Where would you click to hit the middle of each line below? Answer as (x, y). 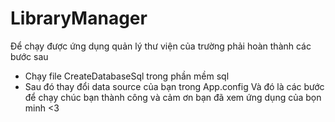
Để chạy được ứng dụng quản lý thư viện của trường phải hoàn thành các (161, 46)
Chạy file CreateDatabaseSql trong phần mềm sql (127, 76)
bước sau (29, 56)
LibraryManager (79, 18)
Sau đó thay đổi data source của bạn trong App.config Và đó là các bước (174, 86)
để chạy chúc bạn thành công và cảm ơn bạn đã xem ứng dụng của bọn (173, 97)
